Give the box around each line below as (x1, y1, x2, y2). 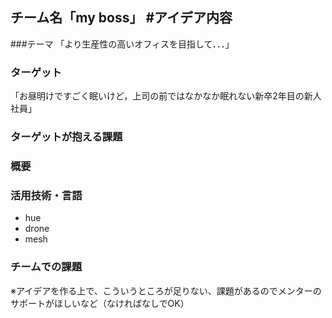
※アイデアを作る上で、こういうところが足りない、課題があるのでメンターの (10, 284, 322, 297)
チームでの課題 (10, 260, 83, 274)
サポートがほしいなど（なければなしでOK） (10, 297, 190, 309)
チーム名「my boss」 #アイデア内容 (10, 9, 233, 27)
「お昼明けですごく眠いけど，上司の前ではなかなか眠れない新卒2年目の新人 (10, 90, 322, 102)
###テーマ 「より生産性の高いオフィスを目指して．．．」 (10, 38, 235, 50)
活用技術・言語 (10, 188, 83, 202)
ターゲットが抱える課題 (10, 130, 123, 144)
